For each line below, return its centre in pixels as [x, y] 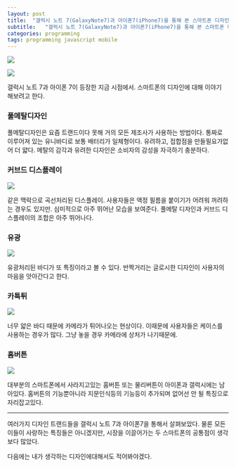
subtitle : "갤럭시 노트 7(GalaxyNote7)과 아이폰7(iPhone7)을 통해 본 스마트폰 [116, 27]
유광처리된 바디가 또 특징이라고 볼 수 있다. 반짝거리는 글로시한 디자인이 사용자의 [116, 267]
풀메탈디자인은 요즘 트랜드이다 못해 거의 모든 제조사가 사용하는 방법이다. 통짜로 [115, 133]
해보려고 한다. [26, 96]
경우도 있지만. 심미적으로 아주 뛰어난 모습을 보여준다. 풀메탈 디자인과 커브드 [118, 209]
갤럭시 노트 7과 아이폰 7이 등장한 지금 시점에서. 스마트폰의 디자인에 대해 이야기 [115, 87]
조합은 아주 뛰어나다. [66, 217]
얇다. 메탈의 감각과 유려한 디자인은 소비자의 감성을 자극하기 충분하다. [116, 150]
